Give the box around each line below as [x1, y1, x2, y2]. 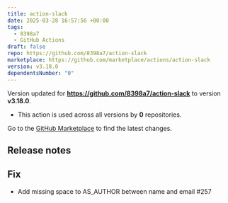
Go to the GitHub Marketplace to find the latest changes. [7, 124, 172, 132]
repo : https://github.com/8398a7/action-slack [7, 50, 147, 57]
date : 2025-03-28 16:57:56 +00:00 [7, 17, 110, 24]
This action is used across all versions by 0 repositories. [17, 110, 182, 119]
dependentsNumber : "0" [7, 69, 74, 76]
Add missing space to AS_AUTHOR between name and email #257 [17, 187, 212, 195]
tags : [7, 23, 23, 30]
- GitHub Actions [13, 37, 65, 44]
